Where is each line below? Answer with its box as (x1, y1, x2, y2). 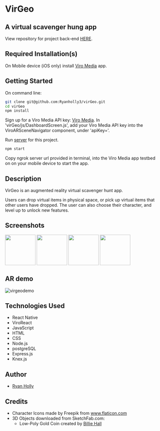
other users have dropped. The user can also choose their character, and (5, 202, 152, 208)
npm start (5, 146, 25, 152)
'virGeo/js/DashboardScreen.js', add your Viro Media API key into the (5, 122, 143, 128)
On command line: (5, 90, 42, 96)
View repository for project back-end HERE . (5, 36, 93, 41)
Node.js (12, 340, 28, 347)
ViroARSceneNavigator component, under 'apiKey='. (5, 128, 110, 134)
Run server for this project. (5, 137, 59, 143)
